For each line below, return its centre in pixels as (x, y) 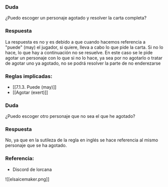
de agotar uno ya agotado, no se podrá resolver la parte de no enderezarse (83, 63)
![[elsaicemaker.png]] (27, 179)
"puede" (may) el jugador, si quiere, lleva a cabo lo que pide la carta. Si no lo (84, 47)
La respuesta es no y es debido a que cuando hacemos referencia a (75, 42)
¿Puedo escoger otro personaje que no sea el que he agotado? (70, 116)
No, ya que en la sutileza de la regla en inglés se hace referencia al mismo (82, 140)
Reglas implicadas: (29, 76)
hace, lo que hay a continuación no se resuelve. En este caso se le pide (79, 52)
